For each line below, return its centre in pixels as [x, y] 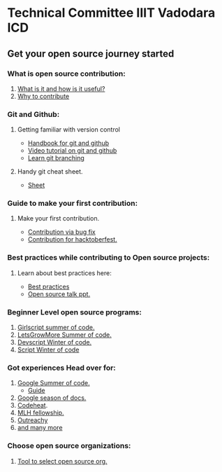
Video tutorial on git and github [72, 151]
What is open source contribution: [66, 74]
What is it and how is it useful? [61, 88]
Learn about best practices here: [64, 273]
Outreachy [32, 420]
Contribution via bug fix [61, 232]
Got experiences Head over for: [62, 368]
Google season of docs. [52, 398]
